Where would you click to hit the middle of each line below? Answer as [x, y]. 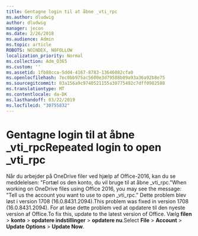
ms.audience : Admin [30, 39]
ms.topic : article [29, 45]
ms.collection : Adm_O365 [37, 61]
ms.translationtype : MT [35, 89]
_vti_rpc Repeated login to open [84, 147]
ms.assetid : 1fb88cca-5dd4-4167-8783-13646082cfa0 [70, 72]
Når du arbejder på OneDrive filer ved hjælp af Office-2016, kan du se [91, 176]
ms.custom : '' [24, 67]
